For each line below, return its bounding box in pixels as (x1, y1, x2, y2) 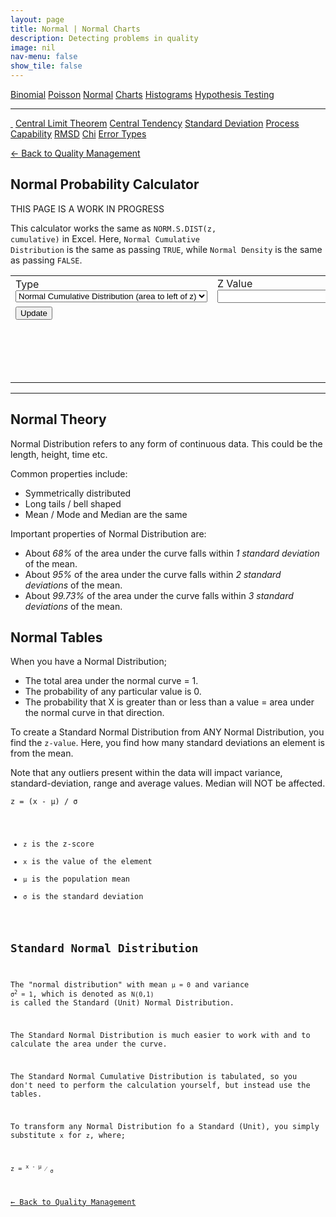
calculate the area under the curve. (10, 1039, 168, 1050)
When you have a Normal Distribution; (10, 656, 167, 668)
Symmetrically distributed (24, 487, 132, 499)
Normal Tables (10, 629, 103, 646)
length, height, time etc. (10, 448, 108, 460)
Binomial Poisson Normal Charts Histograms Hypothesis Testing (10, 89, 275, 100)
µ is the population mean (23, 874, 130, 885)
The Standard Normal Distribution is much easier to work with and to (10, 1031, 311, 1041)
